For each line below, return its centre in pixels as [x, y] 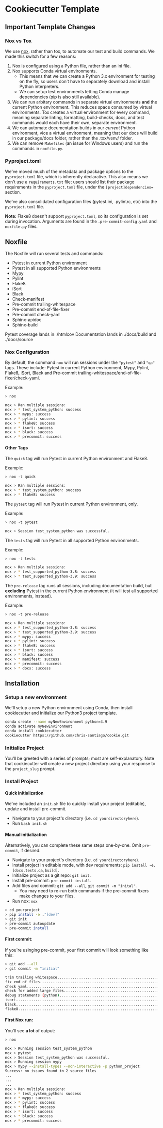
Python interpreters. [39, 86]
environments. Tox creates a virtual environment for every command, [81, 112]
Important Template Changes [50, 27]
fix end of [16, 982]
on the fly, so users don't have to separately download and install [84, 81]
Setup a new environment [36, 697]
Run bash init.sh [30, 823]
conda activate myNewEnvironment [39, 726]
